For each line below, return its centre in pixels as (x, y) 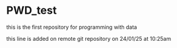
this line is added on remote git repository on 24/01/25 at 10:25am (89, 38)
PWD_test (32, 10)
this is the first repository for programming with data (72, 27)
